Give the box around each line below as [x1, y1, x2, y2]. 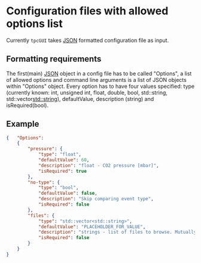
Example [6, 119, 39, 129]
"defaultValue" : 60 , [38, 157, 90, 163]
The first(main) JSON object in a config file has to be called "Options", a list [6, 70, 192, 77]
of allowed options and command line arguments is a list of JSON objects [6, 76, 187, 83]
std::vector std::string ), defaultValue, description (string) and [6, 95, 154, 102]
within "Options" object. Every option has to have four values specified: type [6, 82, 195, 90]
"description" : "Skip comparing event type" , [38, 196, 154, 202]
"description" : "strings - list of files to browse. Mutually [38, 229, 197, 236]
